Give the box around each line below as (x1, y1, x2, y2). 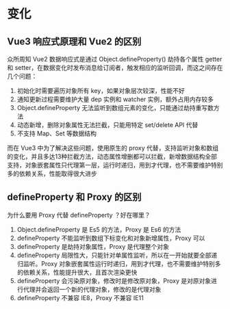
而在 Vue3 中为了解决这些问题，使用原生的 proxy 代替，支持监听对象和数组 (7, 144, 219, 152)
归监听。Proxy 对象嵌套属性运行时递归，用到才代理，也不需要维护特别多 (16, 259, 221, 267)
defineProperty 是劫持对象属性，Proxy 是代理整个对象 (16, 242, 170, 250)
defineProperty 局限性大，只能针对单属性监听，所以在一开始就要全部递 (16, 251, 218, 259)
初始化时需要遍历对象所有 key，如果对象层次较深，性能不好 (16, 87, 185, 94)
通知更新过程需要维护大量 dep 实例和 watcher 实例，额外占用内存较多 (16, 95, 214, 103)
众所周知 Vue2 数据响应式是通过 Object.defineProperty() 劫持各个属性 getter (7, 55, 222, 63)
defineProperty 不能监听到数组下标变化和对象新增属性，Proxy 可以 (16, 234, 205, 242)
